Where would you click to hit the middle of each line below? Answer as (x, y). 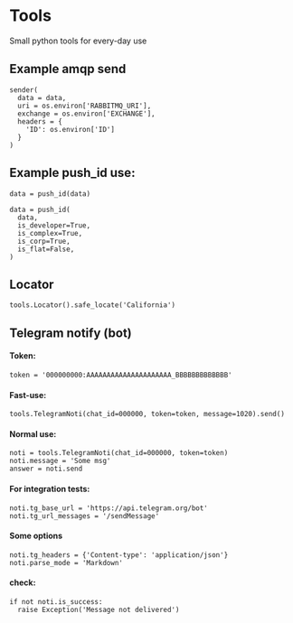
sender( (24, 90)
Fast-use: (28, 395)
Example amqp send (68, 69)
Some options (36, 536)
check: (23, 582)
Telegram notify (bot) (71, 333)
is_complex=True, (50, 233)
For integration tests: (50, 488)
